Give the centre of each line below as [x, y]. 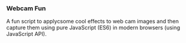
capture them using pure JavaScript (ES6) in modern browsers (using [93, 27]
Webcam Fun [26, 8]
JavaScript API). [26, 34]
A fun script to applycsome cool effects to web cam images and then [93, 21]
